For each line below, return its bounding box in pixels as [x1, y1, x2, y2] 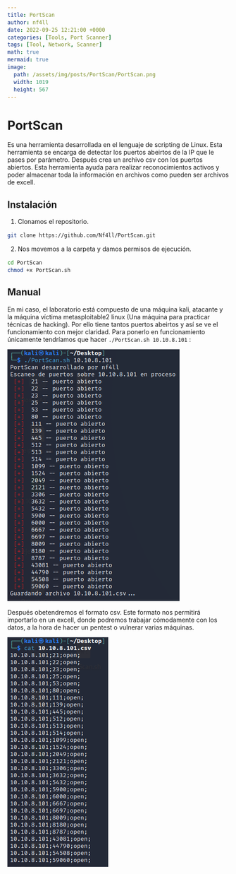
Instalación [7, 199, 58, 211]
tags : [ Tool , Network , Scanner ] [7, 41, 102, 49]
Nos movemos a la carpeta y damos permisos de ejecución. [17, 244, 192, 253]
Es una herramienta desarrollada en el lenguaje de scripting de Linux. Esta [7, 141, 223, 149]
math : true [7, 49, 39, 56]
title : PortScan [7, 11, 55, 18]
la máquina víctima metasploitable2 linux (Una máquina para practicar [7, 312, 210, 321]
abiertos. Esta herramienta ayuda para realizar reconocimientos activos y [7, 163, 220, 172]
